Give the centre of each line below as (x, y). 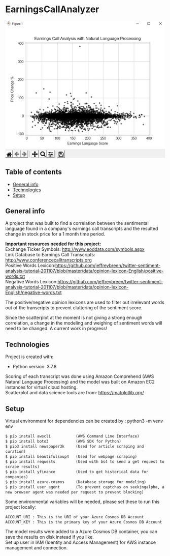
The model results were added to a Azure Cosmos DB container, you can (81, 532)
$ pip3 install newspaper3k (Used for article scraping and (75, 447)
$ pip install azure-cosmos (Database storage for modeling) (76, 482)
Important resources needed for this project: (53, 244)
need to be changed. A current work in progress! (56, 329)
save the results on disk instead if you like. (49, 537)
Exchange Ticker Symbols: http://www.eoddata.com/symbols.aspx (75, 249)
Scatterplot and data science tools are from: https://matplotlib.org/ (75, 393)
